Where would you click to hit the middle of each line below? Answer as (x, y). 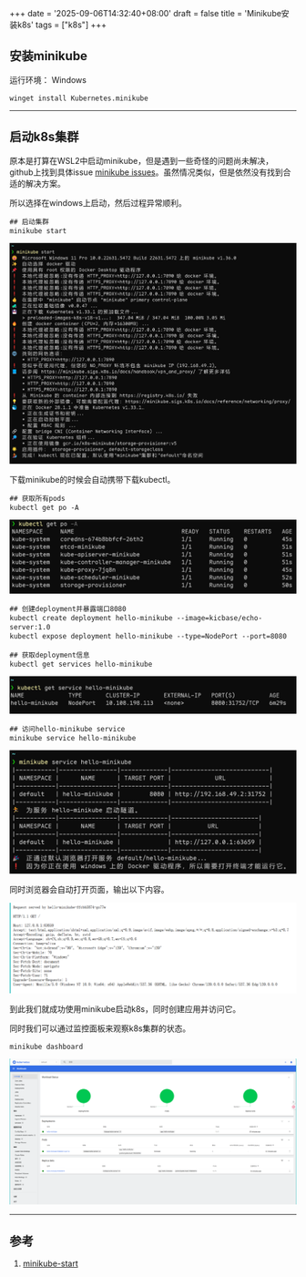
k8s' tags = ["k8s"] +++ (62, 25)
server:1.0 (30, 628)
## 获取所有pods (37, 499)
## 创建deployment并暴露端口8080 (68, 609)
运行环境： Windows (48, 79)
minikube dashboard (46, 1047)
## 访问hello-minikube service (67, 729)
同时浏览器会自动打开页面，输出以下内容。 (89, 889)
